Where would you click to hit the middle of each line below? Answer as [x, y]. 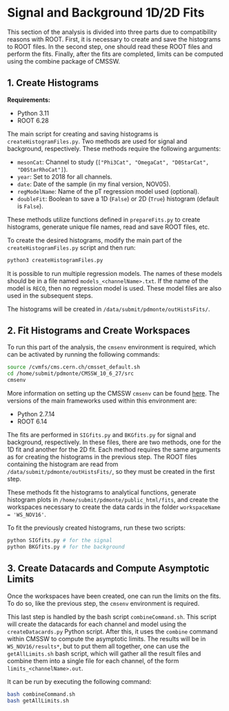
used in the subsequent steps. [50, 295]
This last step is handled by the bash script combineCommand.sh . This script [112, 616]
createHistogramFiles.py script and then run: [71, 248]
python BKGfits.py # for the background [66, 547]
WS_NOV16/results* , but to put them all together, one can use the [98, 646]
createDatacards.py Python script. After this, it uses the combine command [113, 631]
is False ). [30, 206]
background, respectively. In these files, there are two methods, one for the [114, 442]
